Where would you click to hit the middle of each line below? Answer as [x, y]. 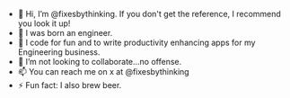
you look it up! [44, 23]
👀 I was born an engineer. [65, 33]
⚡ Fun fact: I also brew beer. [70, 85]
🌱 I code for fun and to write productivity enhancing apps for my [136, 42]
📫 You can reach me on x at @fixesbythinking [104, 71]
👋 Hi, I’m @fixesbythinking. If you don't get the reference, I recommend [149, 14]
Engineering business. [59, 52]
